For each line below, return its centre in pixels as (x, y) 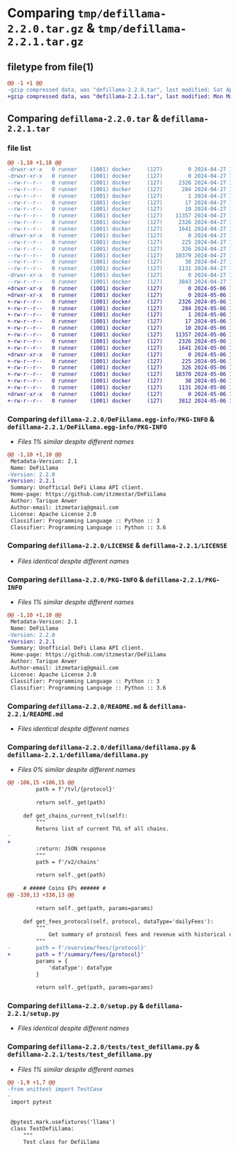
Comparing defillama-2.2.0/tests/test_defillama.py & (104, 1046)
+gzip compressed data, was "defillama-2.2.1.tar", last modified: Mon (115, 96)
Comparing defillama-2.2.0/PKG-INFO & (76, 579)
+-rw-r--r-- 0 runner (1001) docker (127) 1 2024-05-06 (117, 315)
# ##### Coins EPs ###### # (64, 889)
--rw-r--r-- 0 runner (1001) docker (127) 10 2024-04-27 (117, 209)
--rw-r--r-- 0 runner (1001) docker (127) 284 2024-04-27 (117, 189)
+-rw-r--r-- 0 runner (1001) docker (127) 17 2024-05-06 (117, 321)
